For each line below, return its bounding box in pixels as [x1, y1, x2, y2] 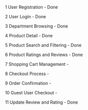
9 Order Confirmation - [5, 81, 51, 86]
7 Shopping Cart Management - [5, 61, 69, 67]
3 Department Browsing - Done [5, 23, 68, 29]
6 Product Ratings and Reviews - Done [5, 52, 83, 57]
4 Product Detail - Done [5, 33, 53, 38]
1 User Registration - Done [5, 4, 58, 10]
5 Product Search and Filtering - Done [5, 42, 82, 48]
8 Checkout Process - [5, 71, 49, 77]
